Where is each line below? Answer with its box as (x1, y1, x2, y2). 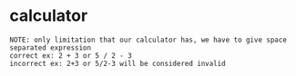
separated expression (9, 43, 92, 52)
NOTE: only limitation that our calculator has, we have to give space (9, 35, 287, 44)
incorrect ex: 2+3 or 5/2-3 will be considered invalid (9, 59, 226, 68)
